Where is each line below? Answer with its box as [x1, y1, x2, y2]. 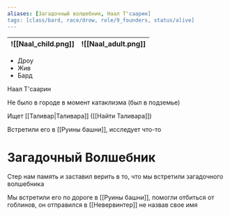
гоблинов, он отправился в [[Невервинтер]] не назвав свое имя [7, 201, 198, 209]
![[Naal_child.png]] [10, 39, 75, 49]
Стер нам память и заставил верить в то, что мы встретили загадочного [7, 172, 224, 181]
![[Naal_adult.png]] [81, 39, 146, 49]
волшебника [7, 180, 45, 188]
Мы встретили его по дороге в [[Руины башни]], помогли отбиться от [7, 193, 215, 202]
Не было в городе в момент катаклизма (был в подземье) [7, 98, 181, 107]
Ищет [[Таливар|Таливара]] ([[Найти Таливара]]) [7, 111, 152, 120]
